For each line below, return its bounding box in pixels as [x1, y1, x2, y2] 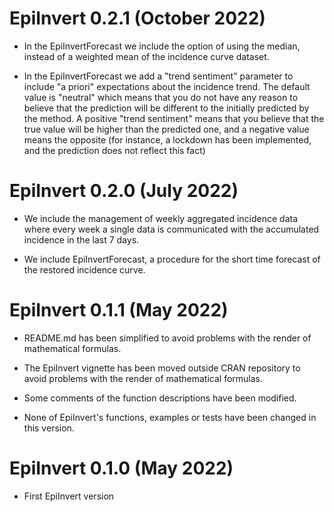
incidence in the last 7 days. [23, 233, 140, 246]
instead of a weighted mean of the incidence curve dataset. [23, 50, 270, 62]
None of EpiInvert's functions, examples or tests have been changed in [23, 411, 317, 423]
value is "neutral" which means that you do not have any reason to [23, 91, 299, 103]
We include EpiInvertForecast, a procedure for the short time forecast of [23, 253, 321, 265]
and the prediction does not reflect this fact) [23, 144, 206, 156]
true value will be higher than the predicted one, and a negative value [23, 123, 310, 135]
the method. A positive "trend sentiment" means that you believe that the [23, 112, 325, 124]
